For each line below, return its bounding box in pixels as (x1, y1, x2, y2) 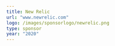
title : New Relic (6, 8, 50, 15)
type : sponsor (6, 25, 42, 32)
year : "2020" (6, 31, 39, 37)
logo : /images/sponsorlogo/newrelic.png (6, 20, 110, 26)
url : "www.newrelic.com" (6, 14, 69, 20)
